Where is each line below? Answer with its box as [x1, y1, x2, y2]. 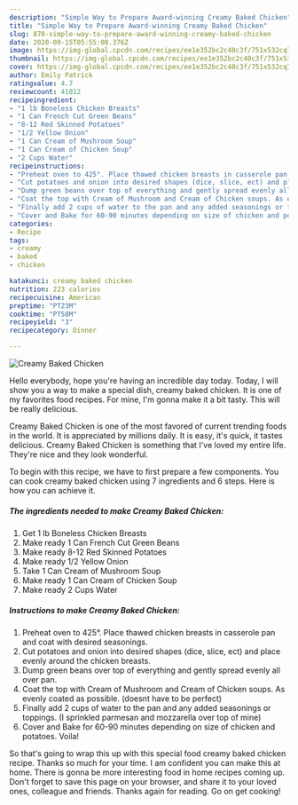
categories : [9, 219, 53, 228]
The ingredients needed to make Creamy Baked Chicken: [9, 505, 224, 516]
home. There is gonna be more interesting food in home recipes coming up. [9, 767, 286, 777]
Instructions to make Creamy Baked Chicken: [9, 604, 180, 615]
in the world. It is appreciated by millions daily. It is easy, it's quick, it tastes [9, 430, 283, 440]
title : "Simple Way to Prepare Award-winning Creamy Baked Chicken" [9, 21, 268, 30]
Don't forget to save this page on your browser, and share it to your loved [9, 776, 277, 786]
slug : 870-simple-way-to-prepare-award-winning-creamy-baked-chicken [9, 29, 272, 38]
